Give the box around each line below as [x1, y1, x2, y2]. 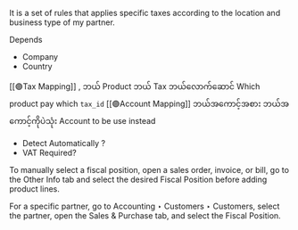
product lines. [9, 184, 61, 194]
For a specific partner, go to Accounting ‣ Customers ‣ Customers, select [9, 201, 280, 211]
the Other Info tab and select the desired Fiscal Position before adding [9, 174, 268, 185]
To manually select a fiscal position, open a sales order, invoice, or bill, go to [9, 165, 290, 175]
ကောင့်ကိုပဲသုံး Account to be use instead [9, 116, 156, 126]
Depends [9, 35, 43, 45]
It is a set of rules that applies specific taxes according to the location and [9, 8, 281, 18]
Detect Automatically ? [21, 138, 105, 148]
